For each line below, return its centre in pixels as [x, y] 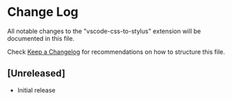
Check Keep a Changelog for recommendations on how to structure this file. [116, 52]
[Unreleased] [36, 73]
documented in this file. [41, 38]
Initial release [36, 90]
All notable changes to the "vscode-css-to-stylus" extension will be [104, 31]
